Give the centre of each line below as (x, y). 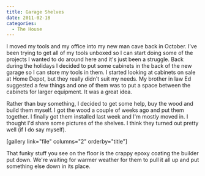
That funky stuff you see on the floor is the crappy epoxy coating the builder (102, 153)
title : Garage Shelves (35, 12)
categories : (21, 23)
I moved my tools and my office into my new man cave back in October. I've (102, 46)
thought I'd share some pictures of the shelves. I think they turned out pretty (102, 123)
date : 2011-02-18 (28, 18)
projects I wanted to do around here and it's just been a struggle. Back (95, 59)
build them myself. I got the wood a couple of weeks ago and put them (95, 110)
